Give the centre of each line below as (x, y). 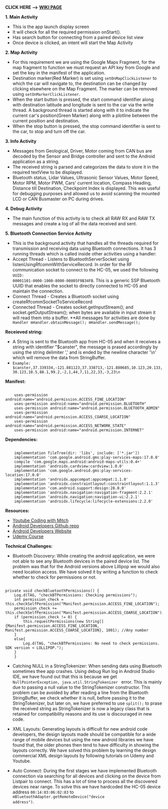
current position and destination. (46, 121)
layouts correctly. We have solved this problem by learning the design (84, 750)
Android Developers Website (42, 531)
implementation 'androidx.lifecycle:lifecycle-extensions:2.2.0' (84, 501)
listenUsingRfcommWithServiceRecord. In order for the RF (72, 264)
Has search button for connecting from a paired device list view (78, 37)
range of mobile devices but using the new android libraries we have (83, 739)
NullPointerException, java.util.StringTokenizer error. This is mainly (87, 682)
